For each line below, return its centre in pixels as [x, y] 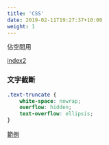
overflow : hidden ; [46, 108]
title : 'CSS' [26, 13]
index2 [17, 61]
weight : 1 [21, 26]
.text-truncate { [32, 95]
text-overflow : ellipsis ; [57, 114]
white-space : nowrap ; [50, 101]
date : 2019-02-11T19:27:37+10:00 [55, 20]
